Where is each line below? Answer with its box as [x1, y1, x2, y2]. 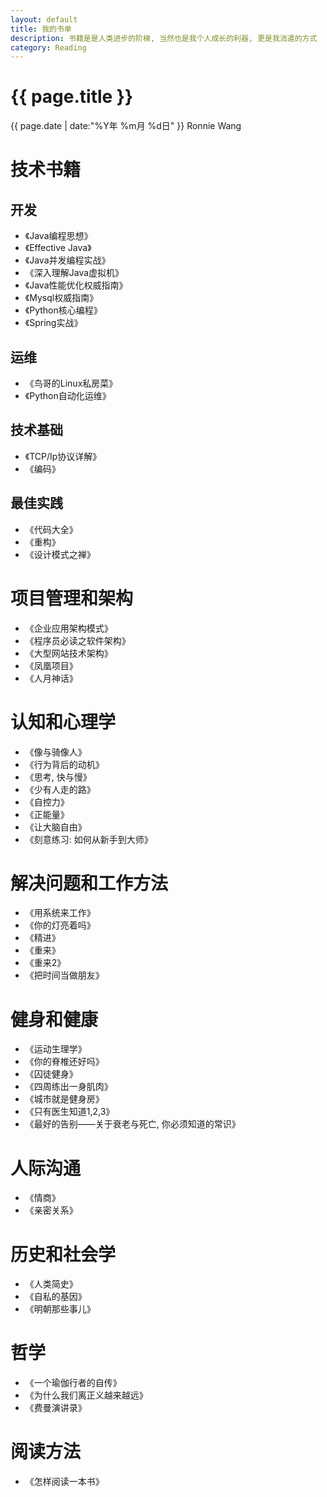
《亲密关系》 [24, 1204, 78, 1216]
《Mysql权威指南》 [24, 292, 99, 304]
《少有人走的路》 [24, 783, 96, 795]
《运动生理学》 [24, 1043, 87, 1055]
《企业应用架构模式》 [24, 622, 113, 634]
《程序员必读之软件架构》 [24, 634, 131, 646]
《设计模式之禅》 [24, 548, 96, 560]
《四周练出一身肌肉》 [24, 1081, 113, 1093]
